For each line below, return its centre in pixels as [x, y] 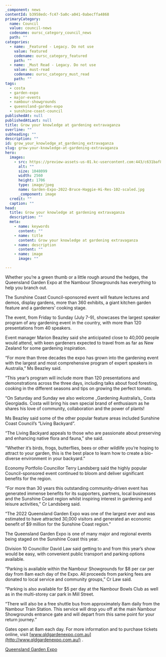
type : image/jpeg [36, 185]
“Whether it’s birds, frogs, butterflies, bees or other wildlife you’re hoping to [82, 448]
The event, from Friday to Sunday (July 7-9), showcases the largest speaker [83, 317]
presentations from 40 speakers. [39, 328]
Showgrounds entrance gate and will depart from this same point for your [80, 614]
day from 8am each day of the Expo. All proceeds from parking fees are [78, 574]
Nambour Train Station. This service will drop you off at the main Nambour [81, 609]
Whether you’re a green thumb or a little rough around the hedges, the [77, 277]
